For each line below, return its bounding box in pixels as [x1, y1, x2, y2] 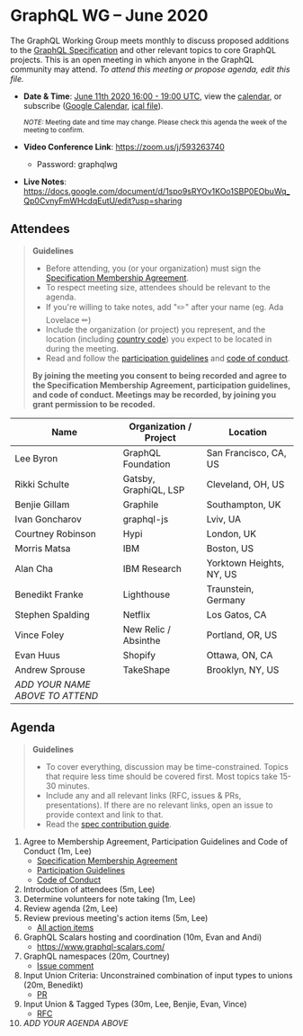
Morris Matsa [14, 541, 71, 554]
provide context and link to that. [45, 808, 165, 819]
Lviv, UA [206, 513, 242, 525]
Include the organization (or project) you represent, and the [45, 324, 266, 335]
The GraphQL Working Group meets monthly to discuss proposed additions [10, 35, 290, 46]
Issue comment [36, 960, 94, 971]
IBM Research [122, 562, 183, 575]
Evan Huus [14, 648, 61, 661]
